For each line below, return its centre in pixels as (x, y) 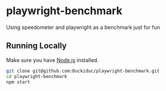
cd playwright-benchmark (37, 76)
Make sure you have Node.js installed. (53, 60)
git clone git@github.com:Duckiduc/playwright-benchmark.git (83, 71)
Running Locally (36, 46)
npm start (18, 82)
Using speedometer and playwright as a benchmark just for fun (83, 27)
